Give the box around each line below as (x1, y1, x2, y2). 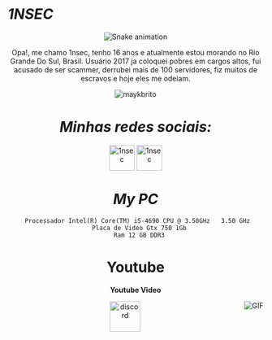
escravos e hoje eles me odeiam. (80, 73, 192, 83)
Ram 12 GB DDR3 (114, 231, 166, 239)
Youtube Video (110, 285, 162, 294)
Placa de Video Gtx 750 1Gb (92, 224, 188, 232)
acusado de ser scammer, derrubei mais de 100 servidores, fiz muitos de (14, 64, 257, 74)
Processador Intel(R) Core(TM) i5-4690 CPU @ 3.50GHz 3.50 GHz (24, 216, 251, 224)
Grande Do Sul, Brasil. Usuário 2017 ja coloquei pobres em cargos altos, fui (10, 56, 261, 66)
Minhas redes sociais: (59, 118, 212, 137)
